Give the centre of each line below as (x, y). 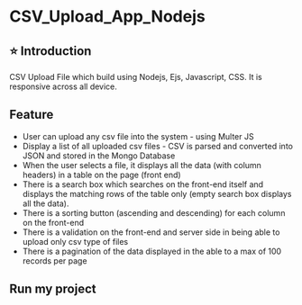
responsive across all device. (63, 86)
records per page (55, 260)
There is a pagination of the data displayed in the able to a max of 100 (152, 251)
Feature (32, 115)
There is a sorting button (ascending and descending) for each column (154, 212)
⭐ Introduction (50, 51)
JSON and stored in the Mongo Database (99, 156)
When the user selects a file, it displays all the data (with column (142, 165)
